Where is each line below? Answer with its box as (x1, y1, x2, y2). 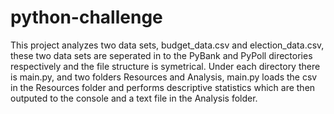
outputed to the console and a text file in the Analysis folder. (10, 92, 258, 104)
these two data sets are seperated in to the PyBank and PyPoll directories (10, 49, 313, 61)
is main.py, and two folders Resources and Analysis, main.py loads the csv (10, 71, 318, 83)
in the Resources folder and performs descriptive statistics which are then (10, 81, 316, 93)
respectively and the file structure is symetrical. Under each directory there (10, 60, 321, 72)
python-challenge (10, 6, 163, 29)
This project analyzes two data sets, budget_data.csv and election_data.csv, (10, 39, 325, 51)
